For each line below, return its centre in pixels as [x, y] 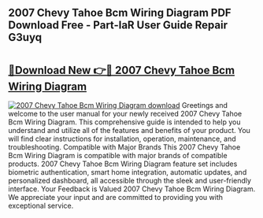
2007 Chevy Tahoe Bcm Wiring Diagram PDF [120, 13]
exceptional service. [41, 205]
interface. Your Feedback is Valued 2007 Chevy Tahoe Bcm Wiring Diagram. [132, 189]
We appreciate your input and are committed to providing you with [115, 197]
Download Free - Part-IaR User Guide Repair [118, 26]
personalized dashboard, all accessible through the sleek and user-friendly [130, 181]
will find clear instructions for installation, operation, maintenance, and [122, 139]
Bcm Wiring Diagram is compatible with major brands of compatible [118, 155]
